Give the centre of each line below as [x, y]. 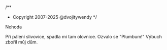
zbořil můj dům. [22, 42]
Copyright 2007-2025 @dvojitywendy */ [55, 17]
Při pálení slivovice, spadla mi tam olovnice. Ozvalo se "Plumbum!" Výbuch [84, 37]
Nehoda [13, 27]
